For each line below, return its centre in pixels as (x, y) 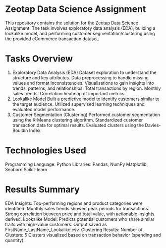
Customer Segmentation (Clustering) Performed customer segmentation (86, 115)
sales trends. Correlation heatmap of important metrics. (69, 93)
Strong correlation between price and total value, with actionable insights (80, 214)
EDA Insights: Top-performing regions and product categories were (74, 203)
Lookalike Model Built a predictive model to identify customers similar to (86, 99)
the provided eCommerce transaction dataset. (52, 39)
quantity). (15, 240)
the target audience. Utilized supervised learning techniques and (78, 104)
